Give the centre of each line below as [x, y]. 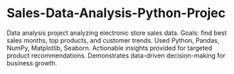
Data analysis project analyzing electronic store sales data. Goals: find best [117, 33]
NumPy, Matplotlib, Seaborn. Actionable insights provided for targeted [110, 48]
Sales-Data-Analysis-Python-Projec [116, 13]
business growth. [32, 63]
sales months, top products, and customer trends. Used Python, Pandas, [113, 40]
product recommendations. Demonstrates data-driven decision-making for [116, 55]
